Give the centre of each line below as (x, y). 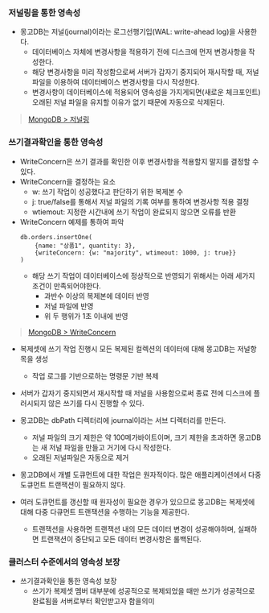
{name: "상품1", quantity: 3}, (86, 246)
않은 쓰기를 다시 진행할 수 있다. (96, 403)
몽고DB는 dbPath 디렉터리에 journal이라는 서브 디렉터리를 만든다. (123, 420)
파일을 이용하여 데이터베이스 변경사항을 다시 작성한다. (116, 82)
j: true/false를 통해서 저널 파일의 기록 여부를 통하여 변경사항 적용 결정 (141, 201)
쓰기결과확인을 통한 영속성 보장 (68, 581)
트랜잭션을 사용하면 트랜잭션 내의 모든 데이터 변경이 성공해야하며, (134, 528)
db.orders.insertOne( (56, 237)
